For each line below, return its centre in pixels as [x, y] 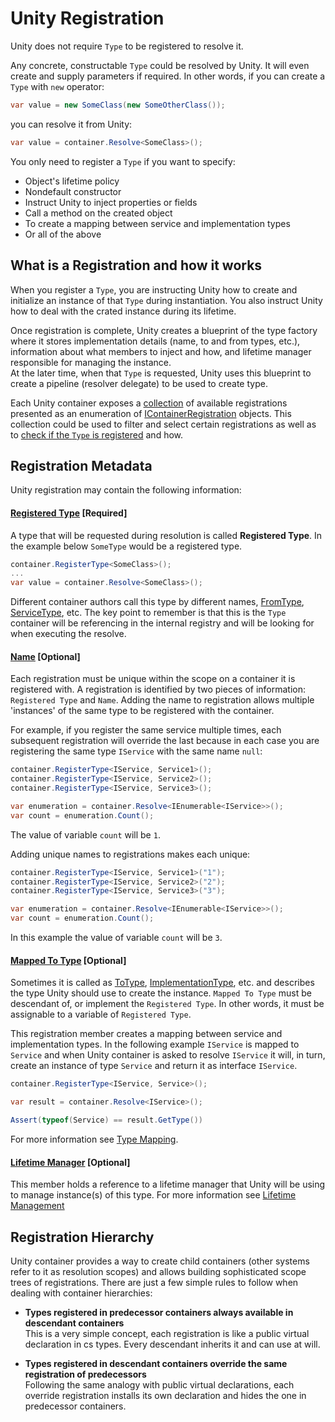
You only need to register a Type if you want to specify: [123, 161]
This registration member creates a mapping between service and [146, 1034]
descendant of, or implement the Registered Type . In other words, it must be [167, 1004]
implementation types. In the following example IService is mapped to [155, 1044]
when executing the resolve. [68, 634]
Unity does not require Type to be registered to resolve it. [127, 46]
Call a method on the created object [98, 213]
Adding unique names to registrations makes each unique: [130, 854]
